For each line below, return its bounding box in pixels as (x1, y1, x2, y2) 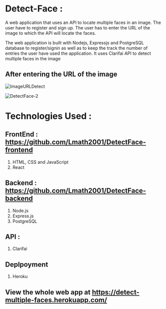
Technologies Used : (5, 110, 92, 122)
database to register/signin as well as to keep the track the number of (5, 45, 148, 51)
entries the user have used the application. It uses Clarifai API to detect (5, 50, 151, 56)
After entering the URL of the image (5, 70, 118, 79)
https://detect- (92, 288, 140, 297)
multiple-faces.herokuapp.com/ (5, 296, 107, 304)
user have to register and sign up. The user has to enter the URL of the (5, 24, 151, 30)
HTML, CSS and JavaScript (12, 159, 69, 165)
